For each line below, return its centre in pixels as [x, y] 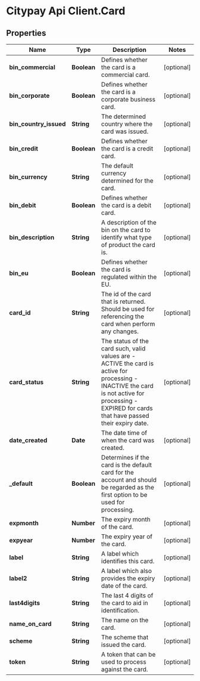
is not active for [123, 393]
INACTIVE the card [127, 386]
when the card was [128, 440]
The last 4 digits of [127, 595]
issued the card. [124, 645]
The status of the [125, 341]
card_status [26, 382]
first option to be [124, 495]
